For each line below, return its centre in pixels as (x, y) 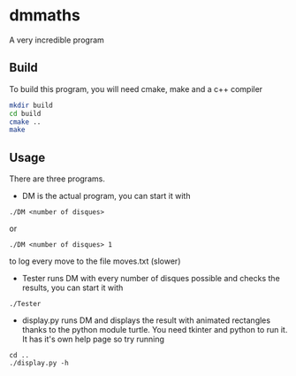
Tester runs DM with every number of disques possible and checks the (151, 279)
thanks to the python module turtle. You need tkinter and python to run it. (155, 330)
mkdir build (31, 105)
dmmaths (45, 15)
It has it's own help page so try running (93, 339)
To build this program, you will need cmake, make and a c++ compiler (136, 88)
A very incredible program (57, 40)
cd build (25, 113)
